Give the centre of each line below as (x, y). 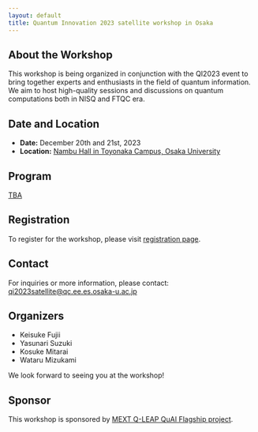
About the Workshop (60, 55)
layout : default (35, 15)
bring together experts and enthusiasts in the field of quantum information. (129, 82)
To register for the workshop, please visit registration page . (105, 239)
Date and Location (54, 124)
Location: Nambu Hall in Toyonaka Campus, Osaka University (120, 152)
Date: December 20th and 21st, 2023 (80, 143)
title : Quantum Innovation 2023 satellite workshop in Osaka (111, 23)
